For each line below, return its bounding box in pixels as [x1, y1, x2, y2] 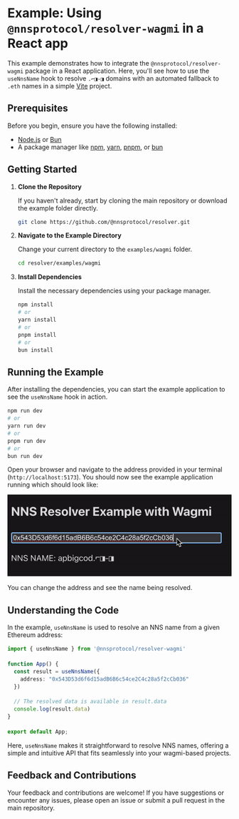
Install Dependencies [17, 273, 82, 281]
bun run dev [7, 452, 43, 459]
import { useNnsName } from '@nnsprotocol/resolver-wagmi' [7, 646, 186, 653]
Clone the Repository [17, 182, 82, 190]
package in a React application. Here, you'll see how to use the [24, 66, 210, 75]
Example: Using [7, 5, 102, 21]
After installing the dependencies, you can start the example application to [7, 385, 225, 394]
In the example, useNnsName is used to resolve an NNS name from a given [7, 623, 221, 632]
